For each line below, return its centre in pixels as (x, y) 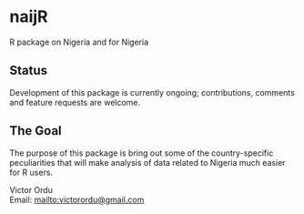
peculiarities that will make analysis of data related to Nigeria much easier (147, 162)
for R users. (31, 172)
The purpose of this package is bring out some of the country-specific (142, 153)
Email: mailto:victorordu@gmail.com (77, 199)
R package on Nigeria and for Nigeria (79, 42)
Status (29, 71)
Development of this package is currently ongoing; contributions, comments (152, 92)
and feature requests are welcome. (75, 102)
